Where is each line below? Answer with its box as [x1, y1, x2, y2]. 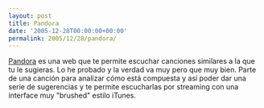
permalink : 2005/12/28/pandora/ [8, 34, 117, 43]
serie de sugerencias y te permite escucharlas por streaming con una [8, 82, 239, 92]
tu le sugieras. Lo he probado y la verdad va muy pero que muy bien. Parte [8, 65, 257, 75]
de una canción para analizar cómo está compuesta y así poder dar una [8, 73, 247, 83]
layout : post [8, 11, 52, 20]
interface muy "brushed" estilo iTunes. [8, 90, 137, 101]
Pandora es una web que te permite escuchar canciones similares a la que [8, 56, 255, 66]
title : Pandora [8, 19, 60, 27]
